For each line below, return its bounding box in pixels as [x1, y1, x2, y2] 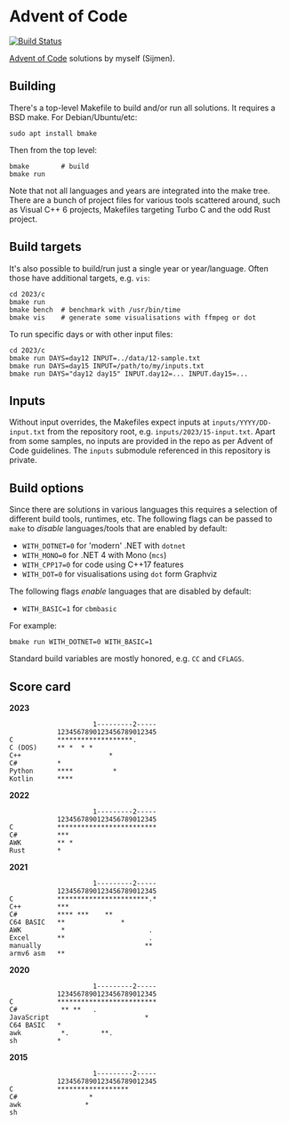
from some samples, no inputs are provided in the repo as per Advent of [9, 436, 274, 447]
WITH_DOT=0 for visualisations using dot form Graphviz [21, 569, 218, 579]
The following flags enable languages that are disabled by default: [9, 586, 252, 597]
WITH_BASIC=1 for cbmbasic [21, 603, 117, 614]
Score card [9, 679, 71, 694]
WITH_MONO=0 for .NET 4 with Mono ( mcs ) [21, 550, 167, 561]
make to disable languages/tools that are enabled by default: [9, 523, 228, 534]
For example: [9, 620, 58, 631]
